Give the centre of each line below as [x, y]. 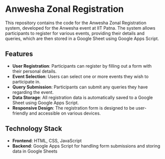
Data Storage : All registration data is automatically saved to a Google [82, 97]
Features [19, 54]
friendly [20, 113]
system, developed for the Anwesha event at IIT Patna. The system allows [80, 28]
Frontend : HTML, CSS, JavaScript [47, 140]
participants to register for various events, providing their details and [75, 33]
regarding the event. [33, 92]
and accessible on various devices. [65, 113]
